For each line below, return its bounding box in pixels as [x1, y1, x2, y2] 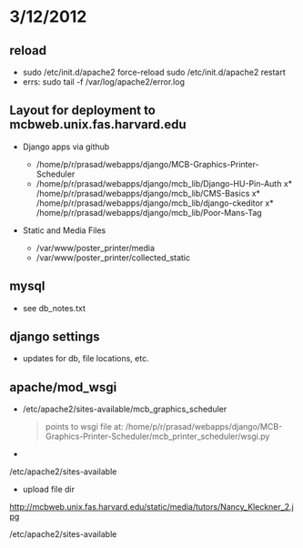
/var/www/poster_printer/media [35, 242, 155, 253]
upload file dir [22, 484, 76, 495]
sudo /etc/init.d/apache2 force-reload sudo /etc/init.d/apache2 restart [22, 66, 287, 77]
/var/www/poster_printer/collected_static [35, 252, 191, 263]
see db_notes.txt [22, 302, 86, 313]
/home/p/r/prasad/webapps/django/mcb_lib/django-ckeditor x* [35, 198, 275, 208]
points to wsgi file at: [45, 421, 125, 432]
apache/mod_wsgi [9, 380, 117, 395]
